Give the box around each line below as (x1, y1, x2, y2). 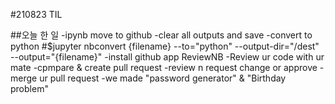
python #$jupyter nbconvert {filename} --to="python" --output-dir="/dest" (10, 40, 320, 52)
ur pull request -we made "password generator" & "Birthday (39, 72, 287, 84)
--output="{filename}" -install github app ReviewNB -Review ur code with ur (10, 51, 325, 63)
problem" (10, 83, 49, 94)
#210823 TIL (10, 9, 63, 20)
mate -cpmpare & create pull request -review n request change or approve (10, 62, 318, 73)
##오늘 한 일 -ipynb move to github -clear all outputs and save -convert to (10, 29, 313, 41)
